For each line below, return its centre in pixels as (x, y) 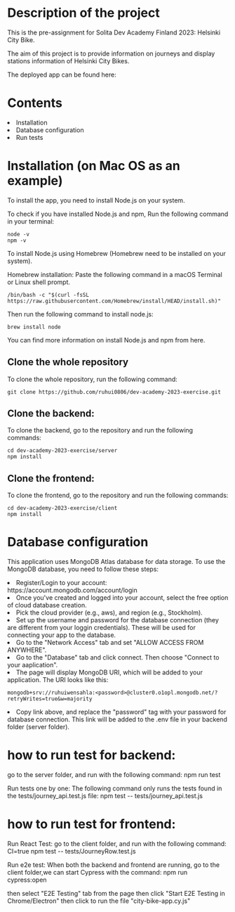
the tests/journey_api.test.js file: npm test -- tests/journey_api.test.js (105, 796)
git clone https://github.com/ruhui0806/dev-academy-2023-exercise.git (114, 392)
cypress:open (27, 880)
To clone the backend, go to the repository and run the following (100, 430)
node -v (19, 234)
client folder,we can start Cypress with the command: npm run (98, 873)
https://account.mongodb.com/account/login (73, 590)
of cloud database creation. (47, 605)
